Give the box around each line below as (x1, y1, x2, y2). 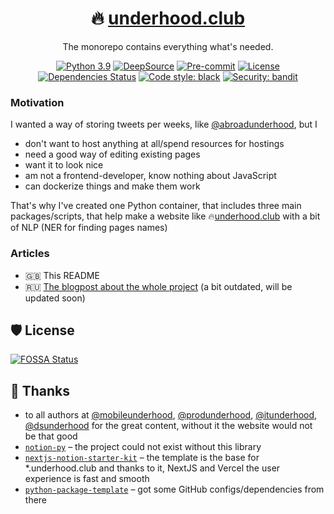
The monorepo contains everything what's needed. (62, 40, 274, 52)
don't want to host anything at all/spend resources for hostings (24, 138, 285, 150)
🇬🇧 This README (24, 269, 100, 281)
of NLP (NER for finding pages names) (10, 222, 168, 234)
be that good (24, 430, 78, 442)
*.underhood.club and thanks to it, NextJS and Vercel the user (24, 462, 281, 474)
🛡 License (10, 322, 75, 339)
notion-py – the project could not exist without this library (24, 441, 262, 453)
